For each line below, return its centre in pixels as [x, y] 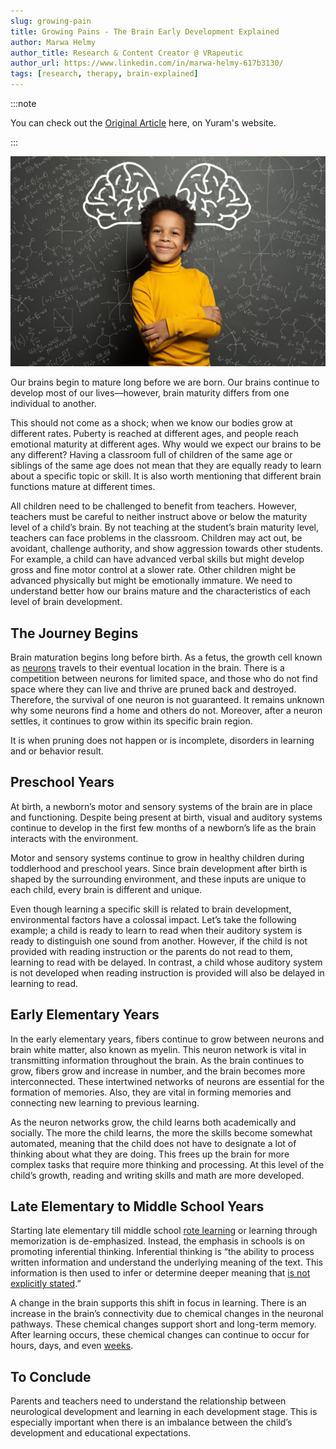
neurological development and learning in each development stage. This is [164, 1412]
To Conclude [51, 1376]
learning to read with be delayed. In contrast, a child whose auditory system [166, 962]
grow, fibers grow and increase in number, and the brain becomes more [158, 1071]
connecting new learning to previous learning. [105, 1102]
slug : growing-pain [51, 21]
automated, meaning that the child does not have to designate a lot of [153, 1143]
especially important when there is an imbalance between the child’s [151, 1422]
